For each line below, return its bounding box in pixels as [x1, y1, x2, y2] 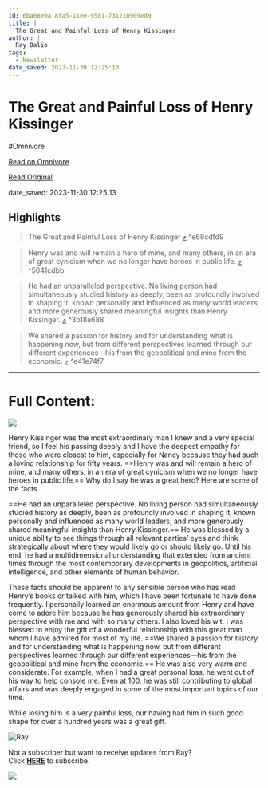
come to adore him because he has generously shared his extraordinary [8, 608, 245, 618]
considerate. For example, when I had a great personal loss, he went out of [8, 668, 254, 677]
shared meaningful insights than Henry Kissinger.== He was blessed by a [8, 525, 250, 534]
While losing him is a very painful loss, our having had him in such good [8, 708, 244, 718]
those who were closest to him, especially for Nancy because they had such [8, 450, 259, 459]
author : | [8, 33, 41, 42]
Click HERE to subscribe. [8, 756, 90, 766]
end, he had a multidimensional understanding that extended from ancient [8, 550, 252, 560]
